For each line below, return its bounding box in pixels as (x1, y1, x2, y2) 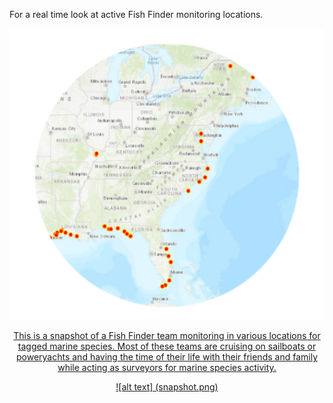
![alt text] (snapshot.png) (115, 381, 219, 393)
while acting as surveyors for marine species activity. (57, 362, 277, 374)
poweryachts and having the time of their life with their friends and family (15, 351, 318, 363)
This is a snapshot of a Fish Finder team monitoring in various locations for (13, 330, 321, 342)
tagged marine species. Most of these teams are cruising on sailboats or (17, 340, 317, 353)
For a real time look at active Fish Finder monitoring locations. (9, 9, 264, 20)
